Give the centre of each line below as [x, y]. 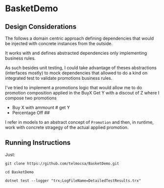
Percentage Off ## [31, 113]
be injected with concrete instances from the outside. [59, 44]
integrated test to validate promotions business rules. [59, 78]
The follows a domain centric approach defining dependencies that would [80, 38]
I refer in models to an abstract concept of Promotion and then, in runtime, [80, 122]
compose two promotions [31, 98]
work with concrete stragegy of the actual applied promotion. [67, 127]
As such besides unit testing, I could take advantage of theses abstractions [81, 68]
